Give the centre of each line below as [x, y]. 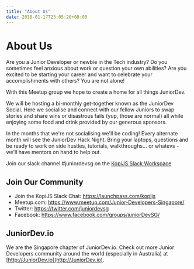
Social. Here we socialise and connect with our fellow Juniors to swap [90, 110]
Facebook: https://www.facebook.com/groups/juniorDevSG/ [87, 215]
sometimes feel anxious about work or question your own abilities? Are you [96, 69]
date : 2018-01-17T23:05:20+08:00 [47, 17]
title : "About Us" [28, 11]
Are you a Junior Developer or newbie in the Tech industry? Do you [87, 62]
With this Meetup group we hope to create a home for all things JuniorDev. [96, 92]
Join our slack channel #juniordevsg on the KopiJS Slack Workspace [89, 164]
